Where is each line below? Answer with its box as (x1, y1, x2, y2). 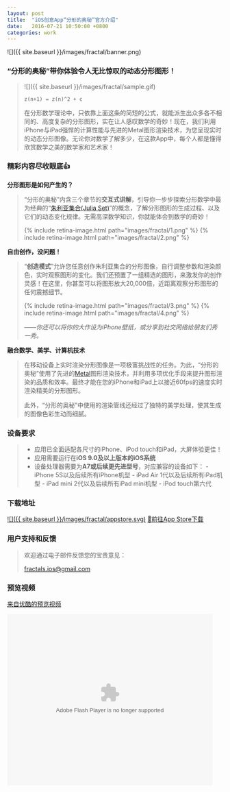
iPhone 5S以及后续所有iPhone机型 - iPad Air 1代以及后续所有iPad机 (34, 471, 223, 479)
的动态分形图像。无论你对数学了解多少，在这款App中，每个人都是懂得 (23, 134, 222, 143)
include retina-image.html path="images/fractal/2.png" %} (23, 233, 190, 241)
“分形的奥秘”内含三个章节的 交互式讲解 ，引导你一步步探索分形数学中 (23, 195, 216, 203)
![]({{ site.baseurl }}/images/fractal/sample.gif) (23, 82, 156, 91)
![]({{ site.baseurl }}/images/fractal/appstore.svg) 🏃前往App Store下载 (7, 515, 204, 523)
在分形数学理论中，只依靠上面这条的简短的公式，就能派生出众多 (23, 108, 204, 117)
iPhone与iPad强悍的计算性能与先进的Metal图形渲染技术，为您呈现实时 (23, 125, 222, 134)
